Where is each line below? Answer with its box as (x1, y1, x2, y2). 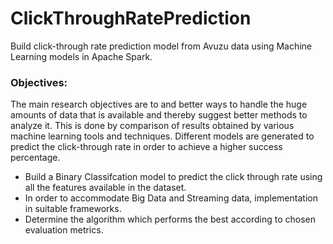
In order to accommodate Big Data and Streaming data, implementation (24, 192, 318, 204)
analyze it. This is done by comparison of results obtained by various (10, 120, 295, 132)
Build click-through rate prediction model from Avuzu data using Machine (10, 40, 313, 52)
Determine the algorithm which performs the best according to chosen (24, 213, 316, 226)
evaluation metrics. (24, 224, 104, 236)
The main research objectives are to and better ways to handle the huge (10, 98, 308, 111)
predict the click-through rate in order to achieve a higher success (10, 141, 283, 153)
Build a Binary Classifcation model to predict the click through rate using (24, 171, 323, 183)
